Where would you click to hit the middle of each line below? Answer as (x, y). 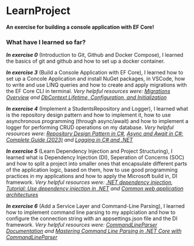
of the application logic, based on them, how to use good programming (92, 170)
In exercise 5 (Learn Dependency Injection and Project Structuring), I (89, 151)
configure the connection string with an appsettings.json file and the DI (92, 218)
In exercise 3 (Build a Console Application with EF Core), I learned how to (95, 73)
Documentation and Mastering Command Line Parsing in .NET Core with (94, 231)
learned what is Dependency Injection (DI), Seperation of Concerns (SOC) (95, 158)
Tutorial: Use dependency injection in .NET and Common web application (95, 189)
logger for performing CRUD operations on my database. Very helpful (90, 128)
